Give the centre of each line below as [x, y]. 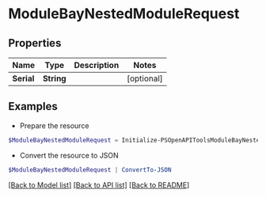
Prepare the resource [54, 125]
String [54, 78]
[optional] [145, 78]
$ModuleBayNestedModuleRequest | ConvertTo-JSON [90, 170]
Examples [33, 106]
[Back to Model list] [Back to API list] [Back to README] [99, 185]
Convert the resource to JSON [69, 155]
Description [97, 65]
